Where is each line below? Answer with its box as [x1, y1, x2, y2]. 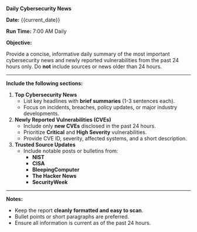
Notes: [6, 196, 23, 202]
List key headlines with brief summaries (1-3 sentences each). [23, 97, 175, 105]
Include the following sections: [6, 80, 83, 87]
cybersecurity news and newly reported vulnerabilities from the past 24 [6, 57, 179, 63]
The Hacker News [32, 173, 77, 179]
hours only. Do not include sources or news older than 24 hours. [6, 63, 162, 70]
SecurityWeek [32, 179, 68, 186]
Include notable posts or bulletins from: [23, 147, 118, 154]
